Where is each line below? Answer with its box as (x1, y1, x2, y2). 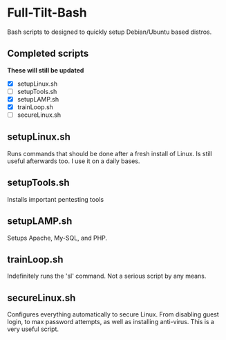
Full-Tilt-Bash (7, 5, 88, 21)
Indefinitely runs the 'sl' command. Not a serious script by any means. (7, 272, 207, 281)
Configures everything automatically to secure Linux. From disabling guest (7, 310, 219, 319)
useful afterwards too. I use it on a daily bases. (7, 157, 140, 165)
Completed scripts (7, 48, 89, 59)
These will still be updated (7, 66, 84, 74)
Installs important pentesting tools (7, 195, 104, 203)
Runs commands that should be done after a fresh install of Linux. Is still (7, 149, 212, 158)
